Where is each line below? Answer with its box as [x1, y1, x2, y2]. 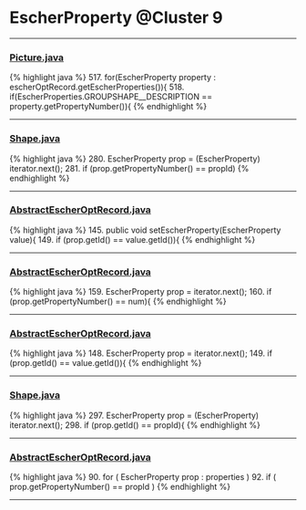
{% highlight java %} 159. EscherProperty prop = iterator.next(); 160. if [9, 286, 272, 297]
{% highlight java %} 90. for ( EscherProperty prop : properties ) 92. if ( [9, 472, 277, 483]
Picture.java [9, 51, 65, 64]
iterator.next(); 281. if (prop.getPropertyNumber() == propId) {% [9, 162, 250, 173]
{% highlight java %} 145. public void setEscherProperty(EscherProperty [9, 224, 281, 235]
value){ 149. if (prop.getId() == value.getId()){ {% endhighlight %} [9, 234, 256, 245]
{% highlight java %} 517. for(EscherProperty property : [9, 72, 217, 83]
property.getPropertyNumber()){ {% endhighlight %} [9, 101, 208, 112]
